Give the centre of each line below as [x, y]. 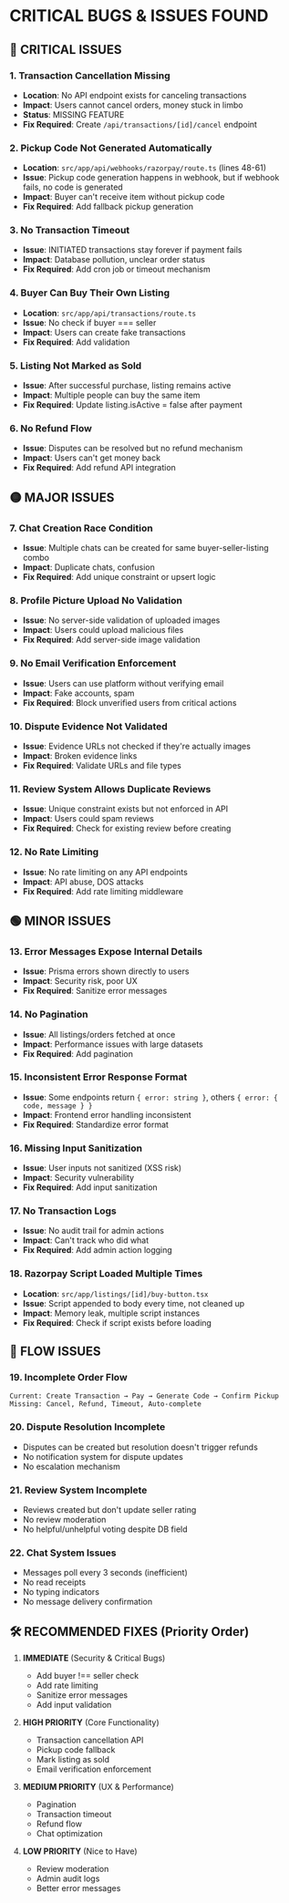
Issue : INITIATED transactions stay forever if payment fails [132, 250]
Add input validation [74, 1705]
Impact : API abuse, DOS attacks [83, 882]
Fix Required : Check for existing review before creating [127, 828]
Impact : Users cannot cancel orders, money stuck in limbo [133, 105]
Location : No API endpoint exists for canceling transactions [135, 95]
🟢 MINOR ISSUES [60, 920]
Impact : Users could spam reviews [88, 819]
